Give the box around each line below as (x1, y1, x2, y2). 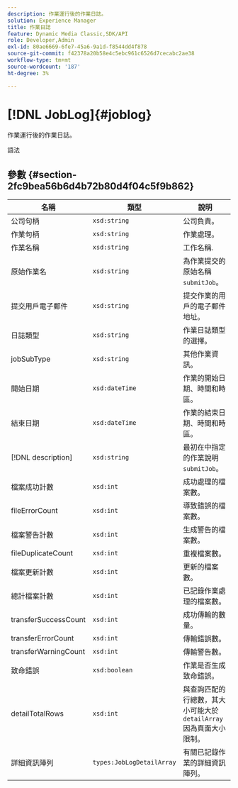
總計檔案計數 (11, 592, 55, 601)
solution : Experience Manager (7, 17, 97, 24)
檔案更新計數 (11, 567, 55, 577)
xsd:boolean (92, 666, 133, 675)
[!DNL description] (11, 453, 73, 462)
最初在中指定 (183, 443, 226, 453)
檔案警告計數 (11, 530, 55, 540)
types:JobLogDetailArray (92, 758, 176, 767)
